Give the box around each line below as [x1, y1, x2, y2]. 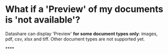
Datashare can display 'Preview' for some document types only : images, [5, 30, 158, 36]
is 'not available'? [5, 14, 81, 25]
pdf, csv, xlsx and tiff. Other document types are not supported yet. [5, 36, 145, 42]
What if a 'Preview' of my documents [5, 3, 163, 15]
